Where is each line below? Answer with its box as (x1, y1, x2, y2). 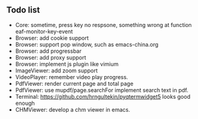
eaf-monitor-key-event (15, 28, 74, 35)
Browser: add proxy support (15, 53, 86, 61)
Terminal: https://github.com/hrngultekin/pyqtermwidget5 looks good (15, 93, 191, 100)
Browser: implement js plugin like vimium (15, 60, 119, 67)
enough (15, 99, 35, 107)
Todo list (6, 5, 40, 15)
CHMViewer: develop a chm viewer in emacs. (15, 106, 131, 113)
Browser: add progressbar (15, 47, 82, 55)
